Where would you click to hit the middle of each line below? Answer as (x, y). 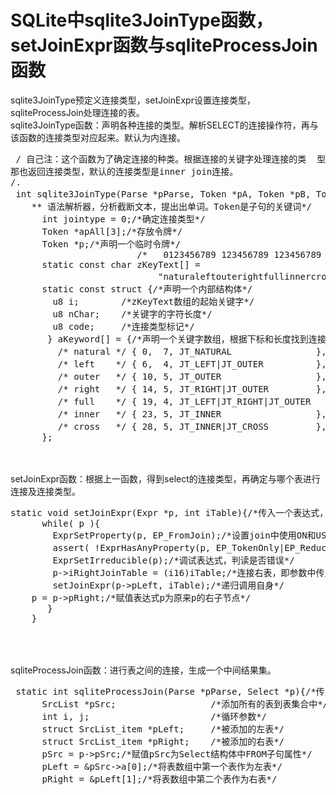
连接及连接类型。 (45, 491)
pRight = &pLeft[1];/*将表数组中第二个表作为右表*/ (159, 779)
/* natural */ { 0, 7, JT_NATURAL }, (192, 351)
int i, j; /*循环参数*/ (154, 716)
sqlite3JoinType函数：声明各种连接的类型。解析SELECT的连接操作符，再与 (164, 125)
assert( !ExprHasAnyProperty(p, (132, 547)
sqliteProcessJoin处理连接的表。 (77, 112)
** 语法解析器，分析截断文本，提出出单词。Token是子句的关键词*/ (172, 206)
